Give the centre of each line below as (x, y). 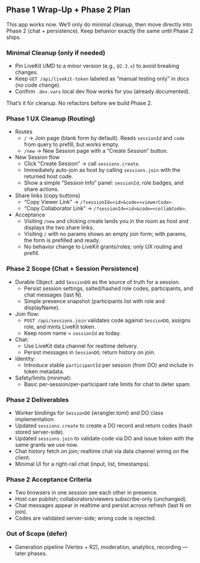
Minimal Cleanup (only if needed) (56, 52)
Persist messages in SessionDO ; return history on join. (89, 352)
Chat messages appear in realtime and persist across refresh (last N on (103, 505)
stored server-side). (40, 432)
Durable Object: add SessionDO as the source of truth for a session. (97, 281)
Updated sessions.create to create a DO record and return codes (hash (104, 426)
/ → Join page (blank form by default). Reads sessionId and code (104, 138)
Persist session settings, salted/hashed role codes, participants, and (108, 288)
